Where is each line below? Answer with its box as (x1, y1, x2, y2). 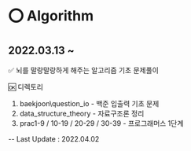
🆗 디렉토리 (8, 83, 43, 91)
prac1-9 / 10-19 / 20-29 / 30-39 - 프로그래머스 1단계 (19, 119, 184, 127)
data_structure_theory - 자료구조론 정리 (19, 109, 145, 118)
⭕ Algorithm (8, 7, 94, 25)
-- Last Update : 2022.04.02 (8, 134, 100, 143)
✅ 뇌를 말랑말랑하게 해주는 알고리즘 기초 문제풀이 (8, 65, 159, 75)
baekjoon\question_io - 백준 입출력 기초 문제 (19, 99, 160, 108)
